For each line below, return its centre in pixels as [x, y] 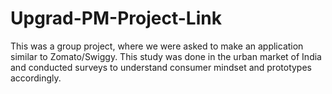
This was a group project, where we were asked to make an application [157, 46]
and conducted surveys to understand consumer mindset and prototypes [161, 67]
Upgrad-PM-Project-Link [116, 18]
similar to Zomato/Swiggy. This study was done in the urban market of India [166, 56]
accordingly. [36, 78]
